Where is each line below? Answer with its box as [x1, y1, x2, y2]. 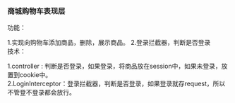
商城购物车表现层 [7, 6, 66, 15]
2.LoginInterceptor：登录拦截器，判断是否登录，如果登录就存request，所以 [7, 79, 226, 88]
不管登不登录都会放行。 [7, 88, 76, 97]
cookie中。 [19, 71, 52, 79]
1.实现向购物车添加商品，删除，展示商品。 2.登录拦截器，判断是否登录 [7, 39, 211, 47]
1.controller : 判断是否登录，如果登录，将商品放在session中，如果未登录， [7, 62, 222, 71]
